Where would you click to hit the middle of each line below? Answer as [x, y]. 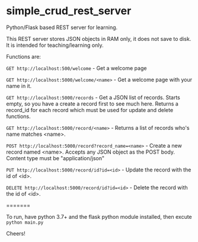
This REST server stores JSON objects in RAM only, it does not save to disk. [99, 39]
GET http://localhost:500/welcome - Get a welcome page [76, 68]
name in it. [19, 86]
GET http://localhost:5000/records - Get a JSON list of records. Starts [93, 97]
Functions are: [24, 56]
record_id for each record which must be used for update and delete [90, 110]
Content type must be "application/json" [55, 158]
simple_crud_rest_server [69, 11]
